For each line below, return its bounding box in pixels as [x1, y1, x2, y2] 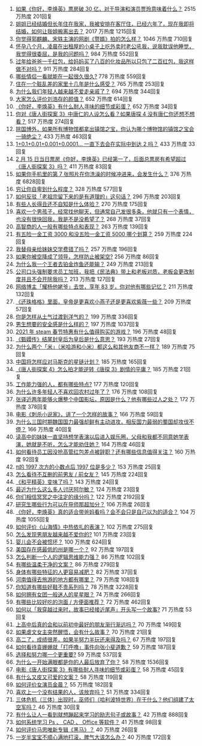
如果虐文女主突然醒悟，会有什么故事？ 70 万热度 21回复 [15, 628, 153, 635]
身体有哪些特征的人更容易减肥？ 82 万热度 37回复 [15, 568, 138, 575]
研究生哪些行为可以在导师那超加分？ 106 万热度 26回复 [15, 501, 152, 508]
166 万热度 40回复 [27, 426, 73, 432]
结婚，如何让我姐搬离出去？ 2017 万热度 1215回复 [15, 28, 137, 35]
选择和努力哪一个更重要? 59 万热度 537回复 [15, 651, 123, 658]
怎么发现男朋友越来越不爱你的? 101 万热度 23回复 [15, 531, 137, 538]
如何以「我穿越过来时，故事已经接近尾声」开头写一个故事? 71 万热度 [15, 606, 185, 613]
